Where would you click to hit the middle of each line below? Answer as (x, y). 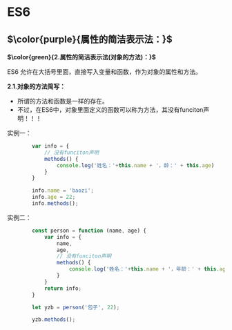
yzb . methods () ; (54, 320)
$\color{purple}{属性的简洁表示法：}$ (90, 39)
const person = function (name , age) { (89, 231)
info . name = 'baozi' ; (63, 191)
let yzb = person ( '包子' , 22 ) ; (76, 307)
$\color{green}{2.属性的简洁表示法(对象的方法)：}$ (82, 57)
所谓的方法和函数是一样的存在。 (62, 101)
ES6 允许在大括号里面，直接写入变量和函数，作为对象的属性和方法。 (105, 72)
